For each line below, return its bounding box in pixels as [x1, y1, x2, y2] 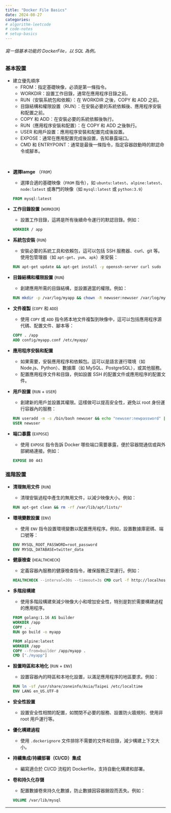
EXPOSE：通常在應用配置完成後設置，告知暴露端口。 [20, 135, 132, 141]
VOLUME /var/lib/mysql [12, 798, 61, 803]
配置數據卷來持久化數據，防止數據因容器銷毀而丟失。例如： [20, 787, 146, 794]
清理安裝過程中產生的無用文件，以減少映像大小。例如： [20, 494, 136, 500]
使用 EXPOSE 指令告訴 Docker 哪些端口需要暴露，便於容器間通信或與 [20, 441, 161, 448]
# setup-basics [5, 31, 38, 36]
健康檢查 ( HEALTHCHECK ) [12, 557, 61, 563]
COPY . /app [12, 333, 38, 338]
